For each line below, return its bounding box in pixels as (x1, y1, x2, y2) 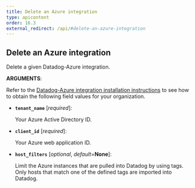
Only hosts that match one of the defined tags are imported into (14, 168, 172, 176)
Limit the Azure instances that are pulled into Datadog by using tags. (14, 162, 184, 169)
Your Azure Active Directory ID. (14, 116, 92, 123)
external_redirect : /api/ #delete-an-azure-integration (6, 25, 146, 32)
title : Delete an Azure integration (6, 8, 97, 15)
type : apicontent (6, 14, 50, 20)
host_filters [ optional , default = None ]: (14, 150, 112, 158)
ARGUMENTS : (6, 75, 42, 82)
